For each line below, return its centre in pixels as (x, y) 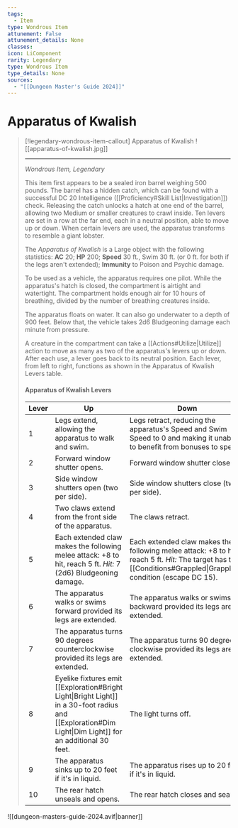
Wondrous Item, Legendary (64, 169)
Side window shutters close (175, 483)
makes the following (88, 546)
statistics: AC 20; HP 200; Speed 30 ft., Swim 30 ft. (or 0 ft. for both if (127, 257)
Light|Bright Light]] (86, 696)
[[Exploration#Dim (85, 723)
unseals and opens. (87, 799)
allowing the (75, 429)
